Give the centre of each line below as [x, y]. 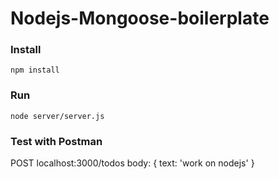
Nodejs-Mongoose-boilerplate [140, 18]
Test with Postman [56, 141]
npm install [35, 70]
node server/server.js [57, 116]
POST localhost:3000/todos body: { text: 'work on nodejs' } [132, 163]
